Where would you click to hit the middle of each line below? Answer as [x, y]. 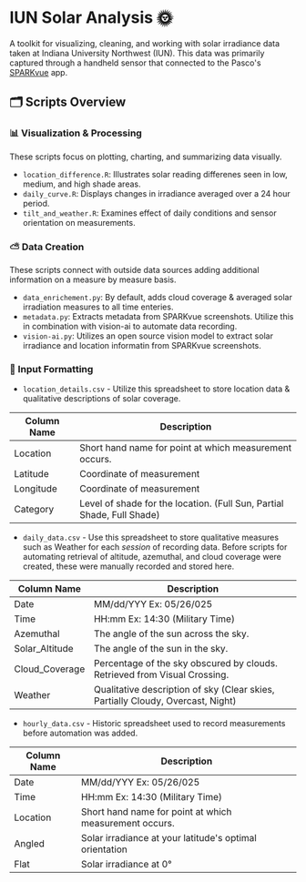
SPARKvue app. [39, 72]
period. [36, 203]
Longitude [36, 489]
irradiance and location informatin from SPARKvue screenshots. [142, 345]
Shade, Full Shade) [120, 515]
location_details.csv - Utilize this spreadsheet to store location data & [156, 389]
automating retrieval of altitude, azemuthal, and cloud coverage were [152, 557]
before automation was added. [80, 733]
